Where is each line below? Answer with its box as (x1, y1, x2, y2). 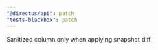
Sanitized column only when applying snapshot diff (6, 35, 152, 43)
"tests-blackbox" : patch (6, 16, 78, 23)
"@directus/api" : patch (6, 10, 75, 17)
